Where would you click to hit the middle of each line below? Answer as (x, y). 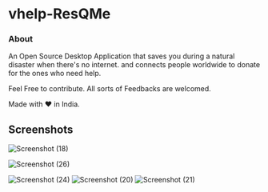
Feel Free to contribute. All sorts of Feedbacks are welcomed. (110, 89)
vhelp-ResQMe (60, 14)
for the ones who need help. (55, 74)
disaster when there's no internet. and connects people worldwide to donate (134, 65)
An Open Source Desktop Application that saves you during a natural (122, 56)
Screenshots (41, 129)
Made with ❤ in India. (44, 104)
